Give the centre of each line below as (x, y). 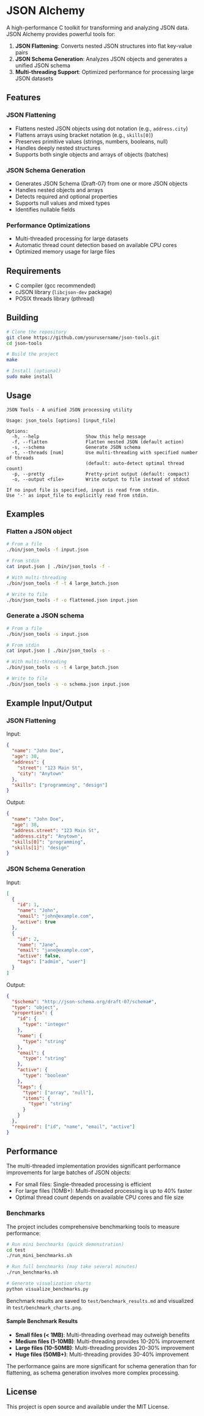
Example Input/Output (49, 703)
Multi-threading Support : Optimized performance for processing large (104, 72)
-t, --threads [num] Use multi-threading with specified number (105, 452)
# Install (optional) (34, 371)
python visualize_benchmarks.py (47, 1289)
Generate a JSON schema (45, 616)
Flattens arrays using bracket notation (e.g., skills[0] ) (84, 135)
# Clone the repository (37, 332)
